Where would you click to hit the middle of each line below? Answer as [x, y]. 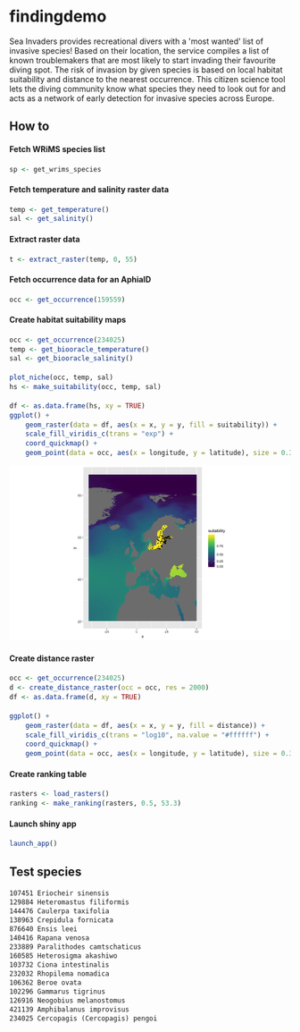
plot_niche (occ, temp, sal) [62, 377]
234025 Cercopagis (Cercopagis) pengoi [83, 1019]
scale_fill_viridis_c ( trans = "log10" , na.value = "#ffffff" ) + [147, 735]
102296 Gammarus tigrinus [57, 992]
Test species [46, 871]
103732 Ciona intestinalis [59, 965]
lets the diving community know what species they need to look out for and [147, 89]
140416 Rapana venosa [50, 938]
